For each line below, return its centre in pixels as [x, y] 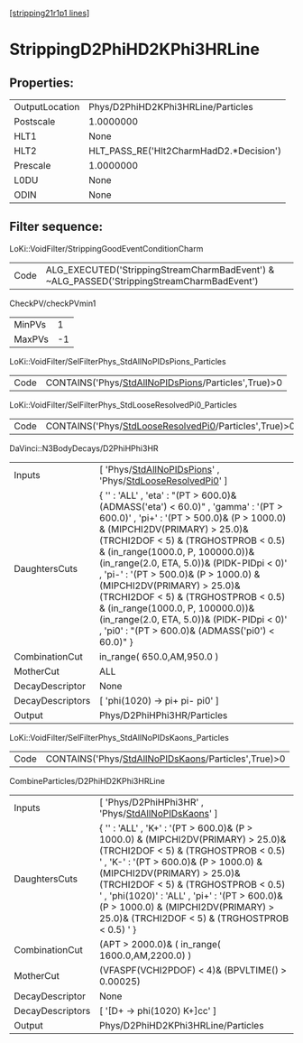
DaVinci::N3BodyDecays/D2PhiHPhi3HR [84, 448]
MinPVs [30, 324]
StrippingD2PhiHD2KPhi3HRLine [134, 50]
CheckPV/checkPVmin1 [53, 303]
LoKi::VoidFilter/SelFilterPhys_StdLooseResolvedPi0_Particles [123, 404]
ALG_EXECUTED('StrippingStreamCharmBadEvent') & [160, 270]
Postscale [35, 121]
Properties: [41, 83]
